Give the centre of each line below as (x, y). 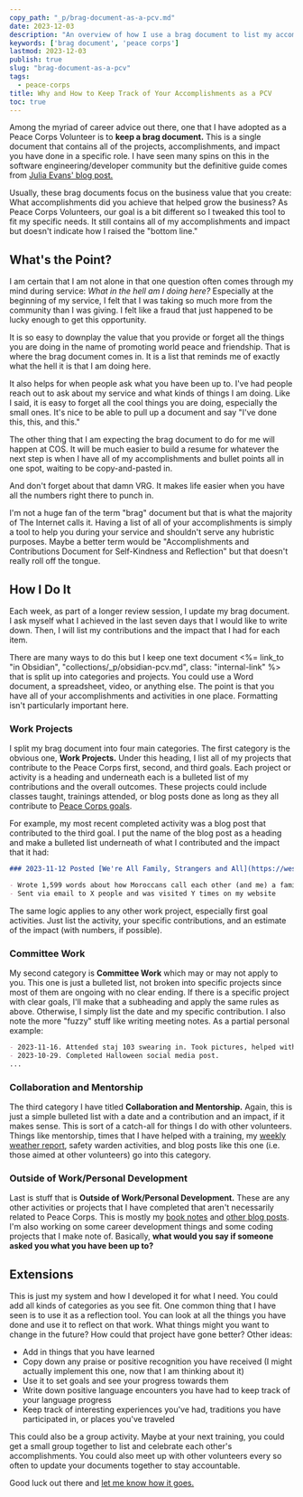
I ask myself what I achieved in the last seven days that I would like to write (149, 621)
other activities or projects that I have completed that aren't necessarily (142, 1208)
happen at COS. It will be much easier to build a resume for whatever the (144, 449)
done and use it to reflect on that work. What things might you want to (139, 1325)
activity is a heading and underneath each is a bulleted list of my (129, 777)
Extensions (41, 1274)
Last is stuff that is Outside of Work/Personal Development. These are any (150, 1198)
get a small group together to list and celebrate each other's (121, 1446)
